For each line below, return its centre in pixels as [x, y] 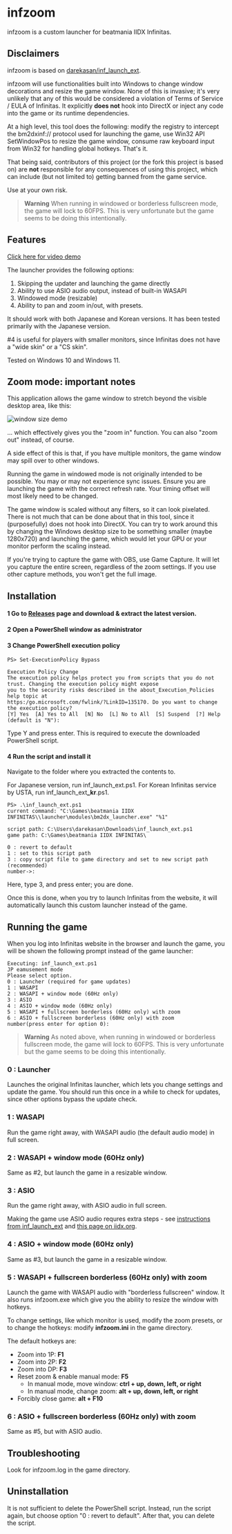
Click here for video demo [44, 256]
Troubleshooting [44, 1453]
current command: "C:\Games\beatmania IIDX [71, 811]
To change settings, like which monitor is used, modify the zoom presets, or [115, 1320]
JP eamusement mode [35, 970]
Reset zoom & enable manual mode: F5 [73, 1376]
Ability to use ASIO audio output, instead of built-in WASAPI [102, 290]
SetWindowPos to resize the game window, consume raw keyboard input [111, 141]
